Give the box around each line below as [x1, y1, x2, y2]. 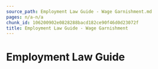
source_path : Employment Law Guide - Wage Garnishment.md [6, 8, 152, 15]
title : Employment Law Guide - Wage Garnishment [6, 25, 128, 31]
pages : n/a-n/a [6, 14, 44, 20]
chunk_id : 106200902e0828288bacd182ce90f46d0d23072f [6, 19, 139, 25]
